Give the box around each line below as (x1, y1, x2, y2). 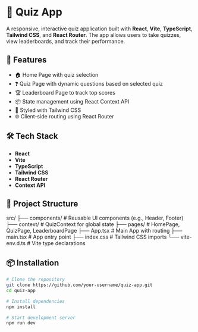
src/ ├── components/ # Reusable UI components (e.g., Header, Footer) (6, 214, 184, 222)
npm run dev (6, 320, 36, 326)
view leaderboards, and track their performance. (6, 37, 125, 45)
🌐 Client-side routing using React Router (14, 112, 114, 120)
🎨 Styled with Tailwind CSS (14, 107, 81, 114)
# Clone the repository (6, 277, 65, 283)
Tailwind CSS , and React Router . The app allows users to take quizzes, (6, 31, 181, 38)
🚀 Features (6, 55, 47, 65)
